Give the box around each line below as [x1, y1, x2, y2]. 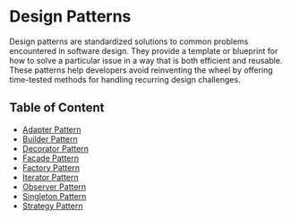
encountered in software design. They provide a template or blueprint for [9, 45, 278, 56]
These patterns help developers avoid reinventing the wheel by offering [9, 65, 273, 75]
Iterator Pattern [21, 172, 79, 182]
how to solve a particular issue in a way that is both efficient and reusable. [9, 55, 283, 66]
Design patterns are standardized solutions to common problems [9, 36, 249, 47]
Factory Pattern [21, 162, 81, 172]
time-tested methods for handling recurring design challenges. [9, 74, 241, 84]
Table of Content [9, 101, 105, 116]
